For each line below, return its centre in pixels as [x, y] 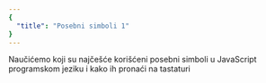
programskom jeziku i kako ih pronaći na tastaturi [99, 69]
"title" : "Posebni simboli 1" [73, 26]
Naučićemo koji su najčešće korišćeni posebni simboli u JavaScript [133, 60]
